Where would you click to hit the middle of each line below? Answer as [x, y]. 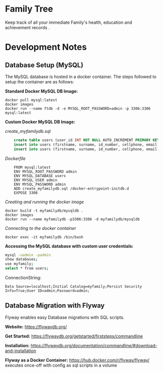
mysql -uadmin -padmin [28, 255]
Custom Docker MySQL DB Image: [40, 122]
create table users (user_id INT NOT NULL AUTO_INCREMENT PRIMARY [82, 140]
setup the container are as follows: [40, 81]
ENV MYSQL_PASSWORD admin [40, 184]
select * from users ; [27, 268]
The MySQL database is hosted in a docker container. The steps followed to [81, 77]
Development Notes [46, 47]
